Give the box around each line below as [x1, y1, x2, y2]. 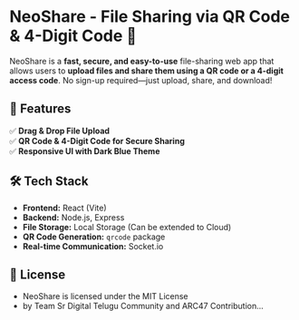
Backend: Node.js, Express [22, 211, 125, 223]
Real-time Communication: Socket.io [22, 240, 164, 251]
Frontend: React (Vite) [22, 202, 107, 213]
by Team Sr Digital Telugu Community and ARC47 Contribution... [22, 301, 265, 312]
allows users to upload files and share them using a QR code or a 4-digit [9, 65, 284, 76]
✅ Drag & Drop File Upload [9, 125, 111, 136]
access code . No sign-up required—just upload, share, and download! [9, 74, 273, 85]
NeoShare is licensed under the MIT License [22, 291, 188, 302]
